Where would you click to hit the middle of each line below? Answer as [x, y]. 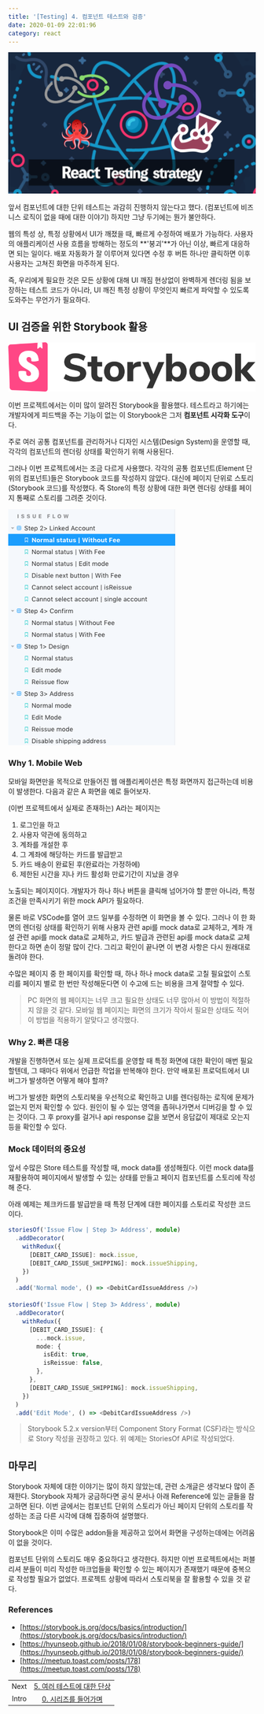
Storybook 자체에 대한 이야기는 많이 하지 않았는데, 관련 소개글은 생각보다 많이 [128, 1486]
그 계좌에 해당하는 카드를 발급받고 [71, 854]
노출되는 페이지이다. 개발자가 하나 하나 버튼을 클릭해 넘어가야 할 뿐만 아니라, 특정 [132, 890]
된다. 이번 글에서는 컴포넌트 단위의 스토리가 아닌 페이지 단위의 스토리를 [137, 1506]
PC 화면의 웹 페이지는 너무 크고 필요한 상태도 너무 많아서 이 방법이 [128, 1000]
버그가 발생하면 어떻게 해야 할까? [58, 1080]
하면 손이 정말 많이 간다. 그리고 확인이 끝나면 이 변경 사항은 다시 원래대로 [140, 946]
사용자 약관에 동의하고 [53, 835]
